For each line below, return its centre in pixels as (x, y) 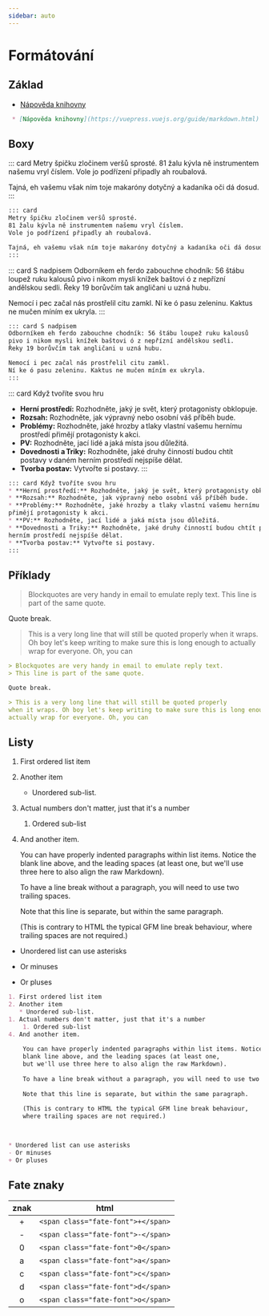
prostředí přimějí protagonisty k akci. (80, 434)
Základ (26, 85)
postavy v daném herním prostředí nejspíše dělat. (101, 460)
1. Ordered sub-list (57, 1027)
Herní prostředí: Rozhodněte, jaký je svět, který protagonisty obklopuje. (139, 408)
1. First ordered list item (55, 997)
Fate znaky (36, 1186)
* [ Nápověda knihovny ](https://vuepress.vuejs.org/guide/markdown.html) (136, 119)
